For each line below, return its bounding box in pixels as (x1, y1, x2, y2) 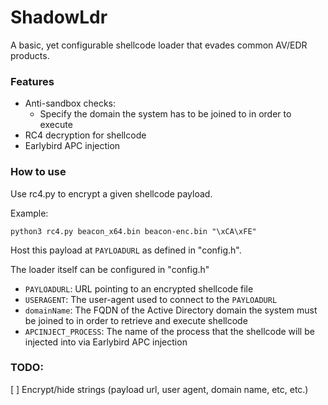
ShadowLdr (10, 6, 108, 29)
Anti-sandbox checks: (24, 97, 117, 110)
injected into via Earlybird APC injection (24, 336, 188, 348)
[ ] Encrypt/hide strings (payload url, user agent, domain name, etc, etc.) (10, 383, 309, 395)
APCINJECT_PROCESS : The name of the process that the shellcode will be (24, 325, 315, 337)
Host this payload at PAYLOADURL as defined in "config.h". (10, 244, 242, 256)
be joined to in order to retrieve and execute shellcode (24, 314, 248, 326)
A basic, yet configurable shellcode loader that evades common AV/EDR (10, 39, 308, 51)
